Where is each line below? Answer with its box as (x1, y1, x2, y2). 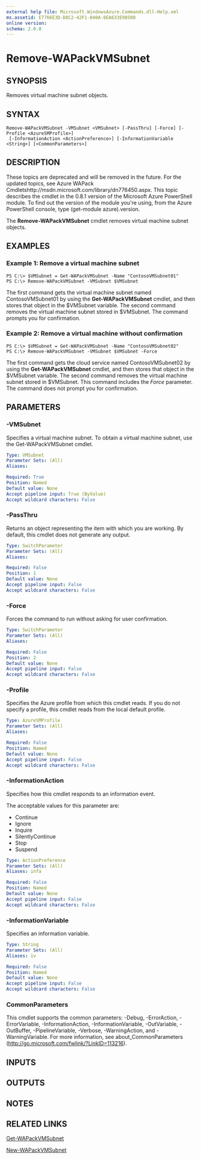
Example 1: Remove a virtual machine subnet (6, 259, 140, 267)
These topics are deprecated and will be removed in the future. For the (6, 173, 182, 180)
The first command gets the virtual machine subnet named (6, 289, 152, 296)
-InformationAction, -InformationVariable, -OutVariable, (42, 1021, 179, 1028)
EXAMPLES (6, 241, 50, 251)
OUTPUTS (6, 1078, 45, 1088)
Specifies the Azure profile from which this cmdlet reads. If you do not (6, 700, 181, 707)
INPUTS (6, 1057, 36, 1067)
